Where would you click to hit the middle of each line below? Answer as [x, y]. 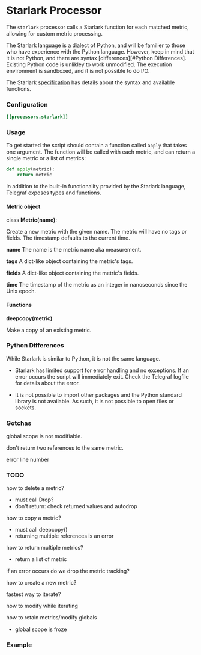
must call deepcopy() [41, 530]
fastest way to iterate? [34, 594]
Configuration [27, 104]
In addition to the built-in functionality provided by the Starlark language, [96, 187]
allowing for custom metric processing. [55, 33]
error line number [28, 460]
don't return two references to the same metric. [65, 448]
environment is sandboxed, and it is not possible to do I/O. [78, 70]
